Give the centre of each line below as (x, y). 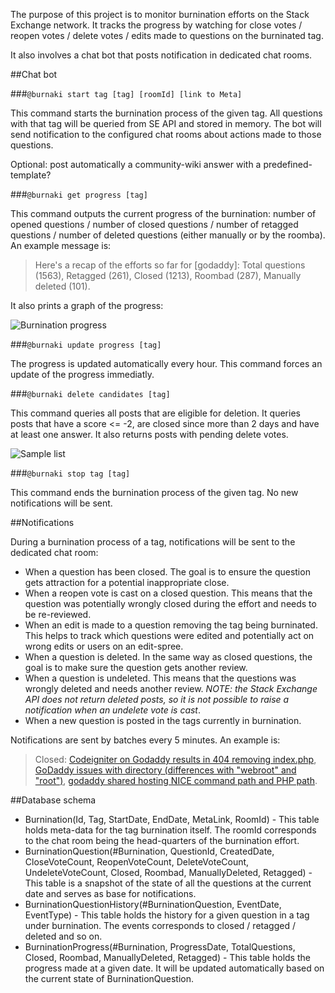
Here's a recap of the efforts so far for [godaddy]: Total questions (170, 265)
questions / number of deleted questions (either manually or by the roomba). (168, 235)
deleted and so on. (63, 936)
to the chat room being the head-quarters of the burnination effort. (162, 840)
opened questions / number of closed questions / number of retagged (154, 224)
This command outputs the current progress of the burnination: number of (163, 213)
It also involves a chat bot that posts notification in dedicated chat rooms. (161, 55)
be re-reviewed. (58, 614)
